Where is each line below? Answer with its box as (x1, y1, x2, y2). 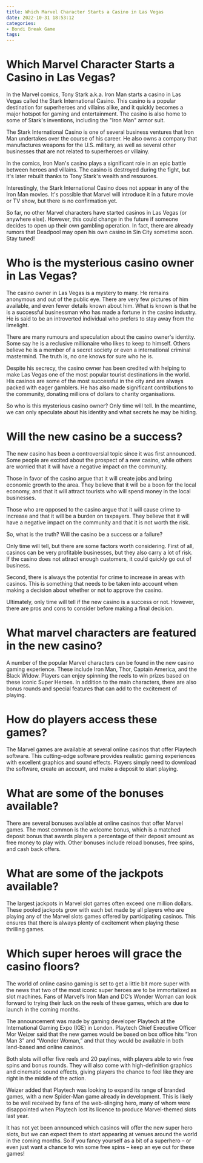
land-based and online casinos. (6, 1043, 85, 1050)
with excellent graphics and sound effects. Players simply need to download (6, 759, 196, 766)
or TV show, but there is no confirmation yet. (6, 197, 118, 204)
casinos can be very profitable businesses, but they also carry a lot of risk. (6, 549, 193, 556)
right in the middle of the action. (6, 1074, 87, 1081)
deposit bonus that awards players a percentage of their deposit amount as (6, 832, 195, 839)
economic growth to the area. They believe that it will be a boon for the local (6, 481, 196, 488)
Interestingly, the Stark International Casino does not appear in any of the (6, 184, 189, 192)
